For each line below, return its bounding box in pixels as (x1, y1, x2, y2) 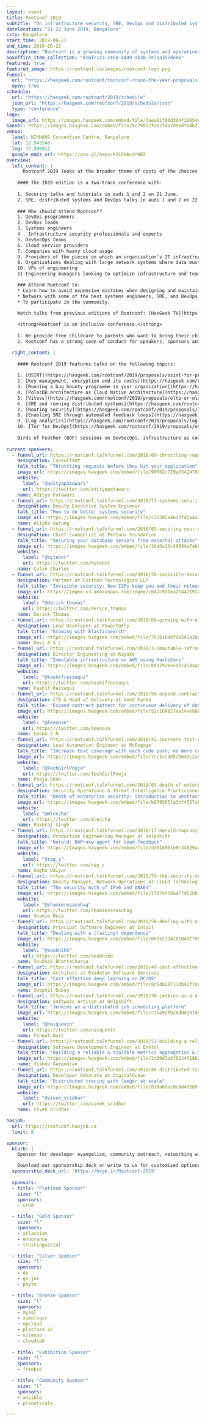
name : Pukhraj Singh (17, 822, 70, 828)
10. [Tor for (17, 424, 51, 430)
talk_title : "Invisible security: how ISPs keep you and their (17, 583, 182, 589)
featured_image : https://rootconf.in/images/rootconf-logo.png (6, 66, 171, 72)
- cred (17, 1202, 34, 1209)
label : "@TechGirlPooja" (22, 765, 86, 771)
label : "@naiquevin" (22, 1021, 75, 1027)
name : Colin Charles (17, 566, 70, 572)
